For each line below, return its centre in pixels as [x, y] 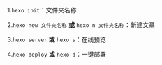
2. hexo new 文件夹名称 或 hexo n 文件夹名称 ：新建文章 [81, 25]
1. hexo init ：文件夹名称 [42, 10]
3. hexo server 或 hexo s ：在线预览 [57, 39]
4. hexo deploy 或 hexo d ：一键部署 [57, 54]
